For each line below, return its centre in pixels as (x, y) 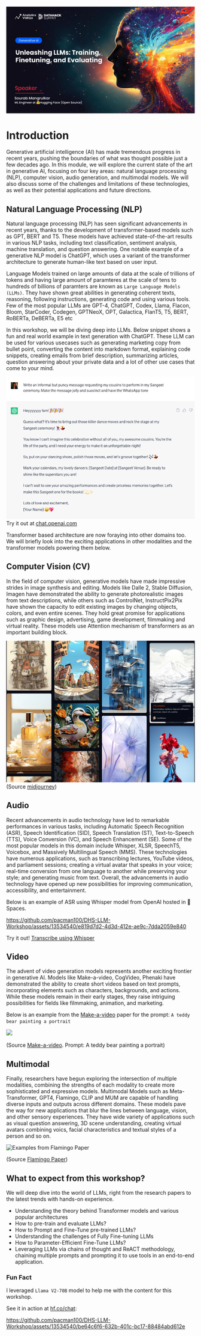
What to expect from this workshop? (76, 1178)
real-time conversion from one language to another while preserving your (97, 871)
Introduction (38, 135)
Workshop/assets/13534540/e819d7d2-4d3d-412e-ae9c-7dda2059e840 (96, 926)
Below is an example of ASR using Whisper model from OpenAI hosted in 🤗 (99, 901)
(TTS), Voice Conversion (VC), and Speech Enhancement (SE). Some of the (99, 839)
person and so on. (29, 1136)
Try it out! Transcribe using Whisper (50, 938)
